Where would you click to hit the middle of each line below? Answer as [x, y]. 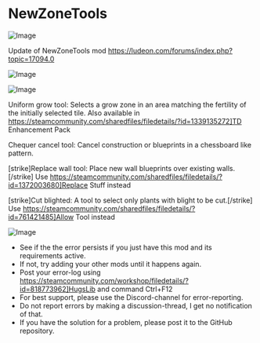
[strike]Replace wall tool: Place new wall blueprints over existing [112, 168]
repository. [37, 330]
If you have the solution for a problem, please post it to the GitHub [126, 322]
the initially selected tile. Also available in [74, 113]
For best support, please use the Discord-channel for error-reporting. [131, 297]
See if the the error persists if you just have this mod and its [116, 247]
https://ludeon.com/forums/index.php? [171, 50]
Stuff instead [110, 184]
